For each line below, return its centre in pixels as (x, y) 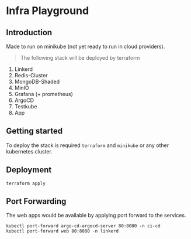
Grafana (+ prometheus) (44, 94)
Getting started (34, 131)
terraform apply (26, 183)
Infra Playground (48, 11)
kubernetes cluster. (29, 151)
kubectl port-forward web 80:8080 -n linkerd (62, 231)
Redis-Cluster (31, 75)
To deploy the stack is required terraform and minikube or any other (88, 145)
